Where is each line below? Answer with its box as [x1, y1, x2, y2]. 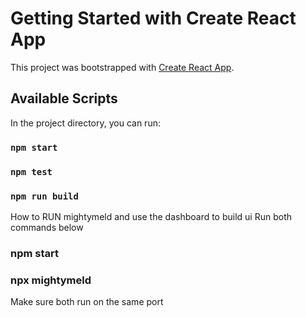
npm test [10, 166, 53, 177]
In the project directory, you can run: [10, 117, 161, 129]
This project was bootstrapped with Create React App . [10, 61, 235, 73]
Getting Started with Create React [10, 7, 297, 30]
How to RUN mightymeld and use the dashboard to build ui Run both [10, 210, 293, 222]
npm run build [10, 190, 79, 202]
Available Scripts [10, 90, 118, 107]
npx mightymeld [10, 273, 92, 287]
